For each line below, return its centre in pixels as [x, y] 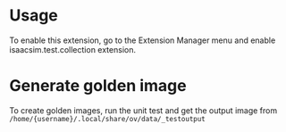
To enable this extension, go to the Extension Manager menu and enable [143, 40]
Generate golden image [98, 86]
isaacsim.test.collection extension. [73, 49]
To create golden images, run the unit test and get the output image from [143, 110]
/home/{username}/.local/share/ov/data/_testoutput [107, 119]
